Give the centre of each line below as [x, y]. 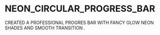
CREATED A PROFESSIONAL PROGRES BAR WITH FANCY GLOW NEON [79, 22]
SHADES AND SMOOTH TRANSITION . [45, 27]
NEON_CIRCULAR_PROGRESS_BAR [80, 9]
